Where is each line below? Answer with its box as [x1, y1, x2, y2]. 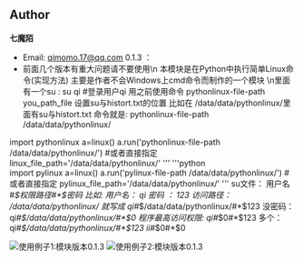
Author [9, 7, 50, 23]
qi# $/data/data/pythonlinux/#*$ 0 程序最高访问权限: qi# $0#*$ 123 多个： [9, 212, 283, 223]
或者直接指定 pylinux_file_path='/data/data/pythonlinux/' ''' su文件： [9, 177, 265, 189]
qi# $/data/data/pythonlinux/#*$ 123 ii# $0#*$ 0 [9, 222, 186, 233]
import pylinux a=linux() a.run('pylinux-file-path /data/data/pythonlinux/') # [9, 167, 290, 178]
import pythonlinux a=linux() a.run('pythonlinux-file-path [9, 136, 220, 147]
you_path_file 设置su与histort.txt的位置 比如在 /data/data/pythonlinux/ [22, 97, 283, 108]
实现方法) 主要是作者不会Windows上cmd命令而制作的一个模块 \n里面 [33, 75, 291, 85]
